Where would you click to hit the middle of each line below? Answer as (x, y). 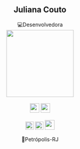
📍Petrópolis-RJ (40, 139)
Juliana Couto (40, 10)
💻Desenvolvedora (40, 24)
